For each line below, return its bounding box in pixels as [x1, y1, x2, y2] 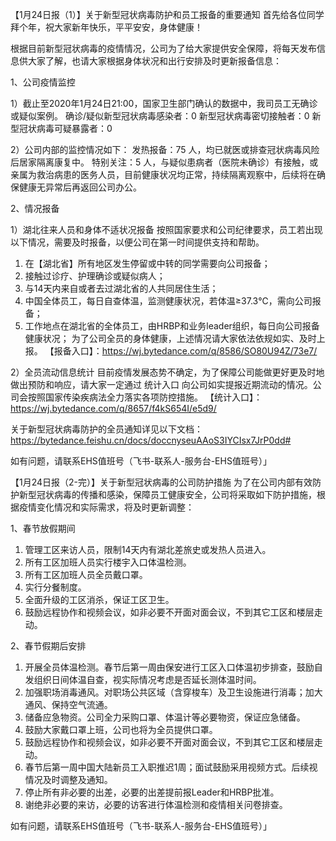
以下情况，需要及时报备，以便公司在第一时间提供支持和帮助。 [10, 236, 265, 248]
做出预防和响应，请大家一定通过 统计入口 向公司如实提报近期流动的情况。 [10, 379, 313, 390]
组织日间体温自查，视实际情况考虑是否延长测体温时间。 [33, 674, 262, 685]
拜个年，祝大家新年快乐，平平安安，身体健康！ [10, 21, 203, 33]
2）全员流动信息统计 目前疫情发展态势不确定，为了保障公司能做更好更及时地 [10, 366, 325, 378]
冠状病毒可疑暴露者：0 [18, 123, 113, 134]
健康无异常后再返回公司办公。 [18, 181, 142, 193]
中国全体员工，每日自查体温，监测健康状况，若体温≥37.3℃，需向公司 [24, 295, 313, 307]
